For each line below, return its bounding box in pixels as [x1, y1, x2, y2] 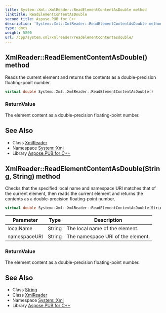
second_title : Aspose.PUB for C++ [5, 16, 77, 21]
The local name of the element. [66, 225, 139, 232]
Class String [12, 287, 38, 293]
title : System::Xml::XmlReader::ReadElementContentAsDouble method [5, 7, 147, 12]
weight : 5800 [5, 30, 32, 35]
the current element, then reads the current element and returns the [5, 190, 143, 196]
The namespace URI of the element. [66, 233, 150, 240]
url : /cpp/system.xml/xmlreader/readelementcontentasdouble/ [5, 35, 134, 40]
